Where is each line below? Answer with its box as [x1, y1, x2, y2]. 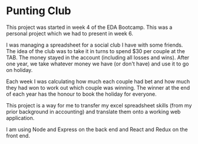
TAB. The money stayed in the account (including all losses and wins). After [6, 54, 190, 61]
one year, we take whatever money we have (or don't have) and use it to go [6, 60, 189, 67]
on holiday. [6, 66, 33, 73]
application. [6, 114, 35, 122]
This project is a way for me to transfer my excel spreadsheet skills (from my [6, 102, 192, 109]
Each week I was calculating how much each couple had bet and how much [6, 78, 190, 85]
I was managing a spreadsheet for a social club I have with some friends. [6, 41, 183, 48]
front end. [6, 132, 31, 139]
